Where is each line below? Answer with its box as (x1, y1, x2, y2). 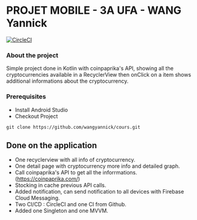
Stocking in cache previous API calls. (14, 182, 107, 189)
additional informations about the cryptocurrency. (6, 77, 129, 85)
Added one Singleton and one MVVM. (14, 207, 109, 215)
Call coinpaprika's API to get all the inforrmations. (14, 169, 138, 176)
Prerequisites (6, 92, 46, 101)
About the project (6, 51, 59, 59)
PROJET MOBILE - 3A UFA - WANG (6, 4, 181, 17)
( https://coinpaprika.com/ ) (14, 175, 80, 183)
